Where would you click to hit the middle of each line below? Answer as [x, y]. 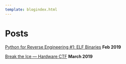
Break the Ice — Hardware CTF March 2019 [49, 56]
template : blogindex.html [31, 9]
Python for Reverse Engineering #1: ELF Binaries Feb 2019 [63, 47]
